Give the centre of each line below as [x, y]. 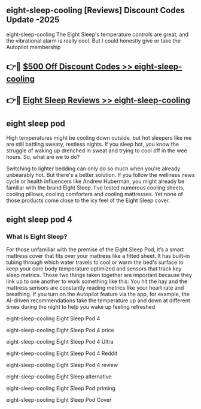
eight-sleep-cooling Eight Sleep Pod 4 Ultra [60, 342]
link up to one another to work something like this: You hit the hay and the [97, 281]
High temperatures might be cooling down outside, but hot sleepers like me [99, 138]
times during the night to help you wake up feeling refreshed [81, 307]
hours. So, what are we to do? [43, 157]
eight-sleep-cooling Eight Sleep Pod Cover [59, 400]
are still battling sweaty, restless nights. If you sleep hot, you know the [93, 145]
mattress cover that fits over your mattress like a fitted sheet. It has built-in [98, 256]
